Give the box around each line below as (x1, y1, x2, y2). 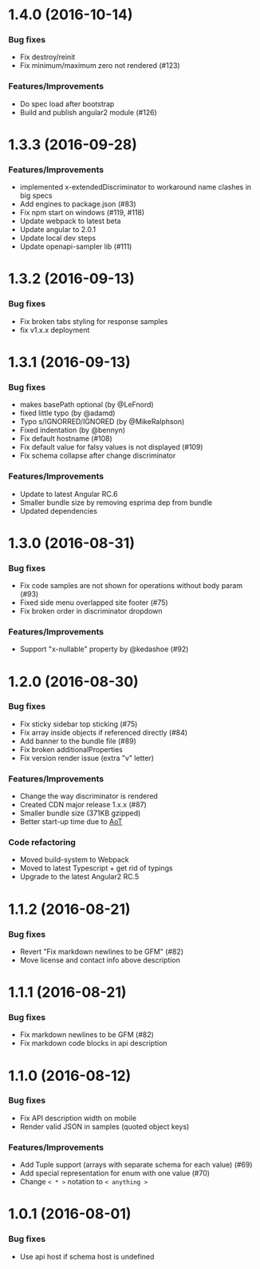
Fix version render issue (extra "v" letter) (19, 753, 154, 763)
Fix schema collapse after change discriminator (19, 450, 176, 461)
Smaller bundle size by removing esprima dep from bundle (19, 498, 213, 507)
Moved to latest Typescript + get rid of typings (19, 863, 173, 873)
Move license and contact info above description (19, 955, 181, 965)
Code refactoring (8, 837, 76, 848)
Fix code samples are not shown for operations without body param (19, 581, 243, 590)
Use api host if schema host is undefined (19, 1251, 155, 1261)
